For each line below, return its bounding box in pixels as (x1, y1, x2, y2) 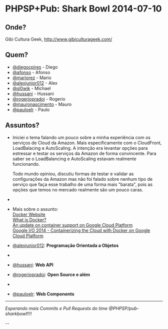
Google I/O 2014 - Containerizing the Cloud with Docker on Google (12, 227, 150, 233)
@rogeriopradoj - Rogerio (12, 96, 66, 102)
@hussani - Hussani (12, 91, 54, 97)
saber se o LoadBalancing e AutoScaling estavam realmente (12, 156, 136, 162)
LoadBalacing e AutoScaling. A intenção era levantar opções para (12, 145, 148, 151)
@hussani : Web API (12, 261, 53, 268)
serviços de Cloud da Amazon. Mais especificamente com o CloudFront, (12, 140, 162, 146)
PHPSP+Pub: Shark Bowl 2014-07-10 (5, 3, 162, 15)
